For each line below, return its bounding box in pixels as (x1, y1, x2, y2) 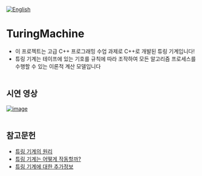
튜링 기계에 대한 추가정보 (15, 163, 74, 170)
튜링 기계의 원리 (15, 148, 53, 155)
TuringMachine (6, 27, 85, 41)
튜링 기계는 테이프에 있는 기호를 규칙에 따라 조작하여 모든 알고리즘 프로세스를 (15, 55, 197, 62)
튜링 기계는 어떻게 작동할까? (15, 155, 82, 163)
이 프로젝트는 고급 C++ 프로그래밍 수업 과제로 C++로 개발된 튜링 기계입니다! (15, 47, 195, 54)
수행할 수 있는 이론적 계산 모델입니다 (15, 62, 101, 70)
